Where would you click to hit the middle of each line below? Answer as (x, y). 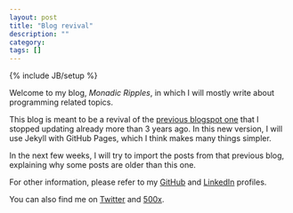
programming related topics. (61, 102)
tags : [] (25, 51)
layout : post (33, 17)
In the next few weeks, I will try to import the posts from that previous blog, (147, 155)
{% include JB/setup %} (53, 75)
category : (28, 42)
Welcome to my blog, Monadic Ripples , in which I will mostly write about (142, 93)
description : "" (39, 34)
